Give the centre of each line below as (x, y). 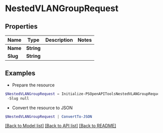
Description (59, 40)
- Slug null (18, 98)
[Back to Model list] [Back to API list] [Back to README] (61, 126)
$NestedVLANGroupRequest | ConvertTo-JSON (49, 116)
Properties (21, 26)
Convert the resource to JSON (42, 108)
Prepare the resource (33, 85)
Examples (20, 73)
